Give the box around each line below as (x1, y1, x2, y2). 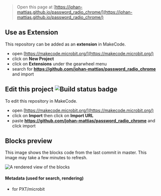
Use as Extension (5, 29, 59, 37)
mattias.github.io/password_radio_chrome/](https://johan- (16, 9, 133, 15)
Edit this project (5, 85, 54, 93)
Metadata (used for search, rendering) (5, 175, 84, 181)
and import (12, 71, 34, 77)
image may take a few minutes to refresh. (5, 155, 88, 161)
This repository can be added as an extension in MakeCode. (5, 41, 126, 47)
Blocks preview (5, 137, 52, 145)
